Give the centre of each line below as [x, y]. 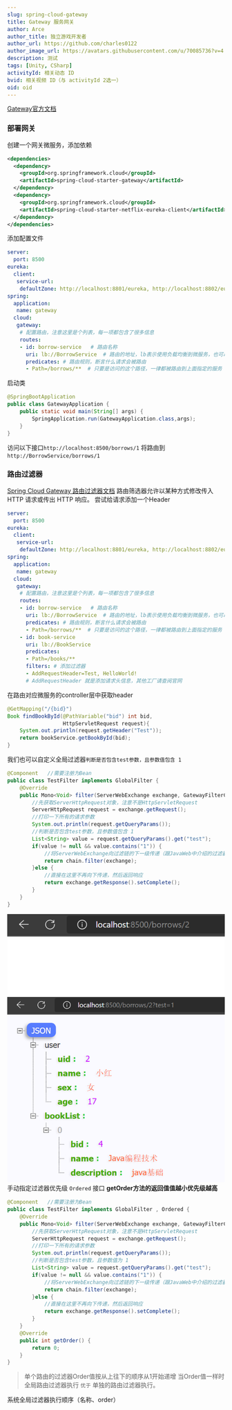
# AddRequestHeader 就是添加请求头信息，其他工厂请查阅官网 [104, 680]
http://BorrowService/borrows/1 [54, 456]
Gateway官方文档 [32, 109]
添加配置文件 [25, 238]
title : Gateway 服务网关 [41, 22]
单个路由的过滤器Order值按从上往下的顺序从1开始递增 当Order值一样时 [124, 1376]
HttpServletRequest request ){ [106, 723]
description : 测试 [32, 59]
